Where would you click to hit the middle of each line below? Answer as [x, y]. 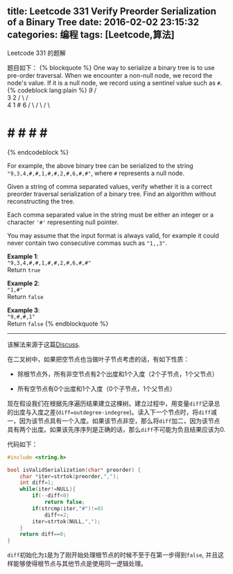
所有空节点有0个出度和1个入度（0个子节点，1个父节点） [96, 389]
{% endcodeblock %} [38, 152]
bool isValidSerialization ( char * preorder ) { [74, 470]
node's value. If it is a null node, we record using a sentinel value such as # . [115, 83]
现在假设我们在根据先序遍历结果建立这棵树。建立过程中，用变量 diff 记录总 [114, 403]
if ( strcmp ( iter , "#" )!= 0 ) [68, 508]
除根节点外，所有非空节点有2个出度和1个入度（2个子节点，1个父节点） [118, 373]
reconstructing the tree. [41, 201]
